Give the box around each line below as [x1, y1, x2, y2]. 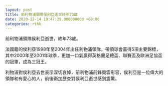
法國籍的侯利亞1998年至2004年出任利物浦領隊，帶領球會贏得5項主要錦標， [5, 46, 161, 52]
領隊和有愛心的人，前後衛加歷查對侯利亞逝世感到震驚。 [5, 75, 119, 81]
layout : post [5, 7, 33, 12]
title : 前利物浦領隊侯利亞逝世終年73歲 [5, 12, 78, 17]
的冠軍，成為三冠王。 [5, 58, 49, 65]
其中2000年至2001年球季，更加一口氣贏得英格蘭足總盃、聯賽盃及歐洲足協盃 [5, 52, 162, 58]
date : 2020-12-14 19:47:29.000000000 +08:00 [5, 16, 100, 21]
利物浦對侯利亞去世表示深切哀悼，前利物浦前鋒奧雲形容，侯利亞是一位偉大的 [5, 69, 163, 75]
